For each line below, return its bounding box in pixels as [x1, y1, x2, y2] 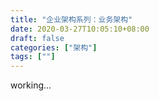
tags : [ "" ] [10, 52, 56, 62]
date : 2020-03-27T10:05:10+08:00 [10, 24, 150, 34]
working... [10, 79, 52, 91]
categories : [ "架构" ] [10, 42, 98, 53]
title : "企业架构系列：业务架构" [10, 14, 133, 25]
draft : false [10, 33, 65, 43]
